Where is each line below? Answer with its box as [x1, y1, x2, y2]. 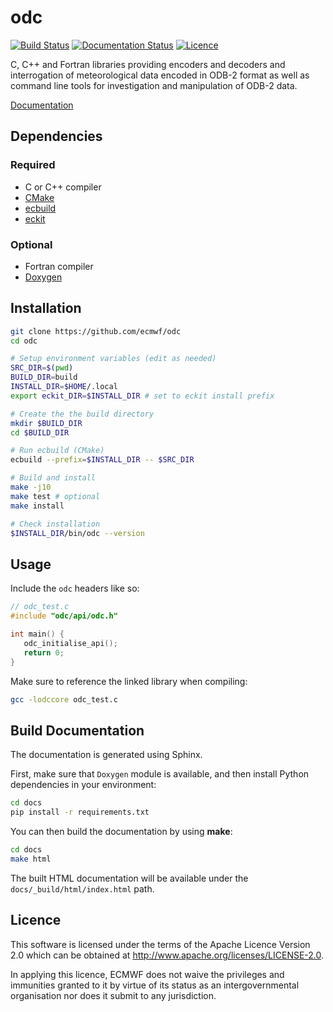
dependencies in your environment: [10, 779, 157, 791]
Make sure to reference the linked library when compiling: [10, 675, 248, 687]
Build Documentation [10, 722, 145, 739]
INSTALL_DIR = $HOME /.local [10, 382, 118, 392]
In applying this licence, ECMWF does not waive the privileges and [10, 968, 285, 980]
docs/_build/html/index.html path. [10, 882, 155, 895]
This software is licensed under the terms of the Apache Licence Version [10, 938, 311, 950]
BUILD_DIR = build [10, 372, 78, 383]
